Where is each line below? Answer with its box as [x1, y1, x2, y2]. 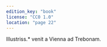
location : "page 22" [6, 19, 57, 25]
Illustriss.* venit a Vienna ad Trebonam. [6, 36, 101, 43]
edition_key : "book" [6, 8, 57, 15]
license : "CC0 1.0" [6, 14, 54, 20]
